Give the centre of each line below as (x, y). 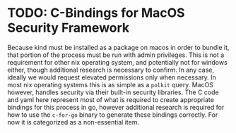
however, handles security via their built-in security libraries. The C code (113, 92)
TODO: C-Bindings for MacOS (96, 13)
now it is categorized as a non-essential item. (73, 122)
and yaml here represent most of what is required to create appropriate (111, 99)
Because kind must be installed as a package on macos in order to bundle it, (118, 47)
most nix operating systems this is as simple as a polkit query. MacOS (111, 84)
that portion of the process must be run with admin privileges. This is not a (116, 55)
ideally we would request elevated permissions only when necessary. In (112, 77)
